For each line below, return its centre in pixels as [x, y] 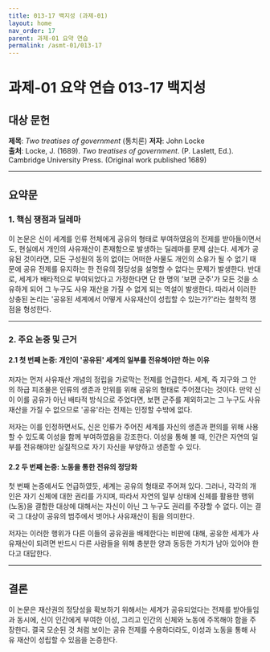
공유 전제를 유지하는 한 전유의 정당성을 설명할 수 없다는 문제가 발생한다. [135, 269]
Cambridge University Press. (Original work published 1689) [108, 160]
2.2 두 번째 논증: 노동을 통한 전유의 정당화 [73, 466]
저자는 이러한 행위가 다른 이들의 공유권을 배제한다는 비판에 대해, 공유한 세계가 [129, 533]
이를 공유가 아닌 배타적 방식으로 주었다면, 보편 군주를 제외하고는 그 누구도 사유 [139, 400]
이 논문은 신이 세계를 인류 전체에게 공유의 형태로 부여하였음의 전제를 [115, 239]
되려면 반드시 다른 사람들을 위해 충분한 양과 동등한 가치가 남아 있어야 [143, 543]
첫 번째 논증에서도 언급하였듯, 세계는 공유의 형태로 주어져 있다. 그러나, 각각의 [128, 486]
